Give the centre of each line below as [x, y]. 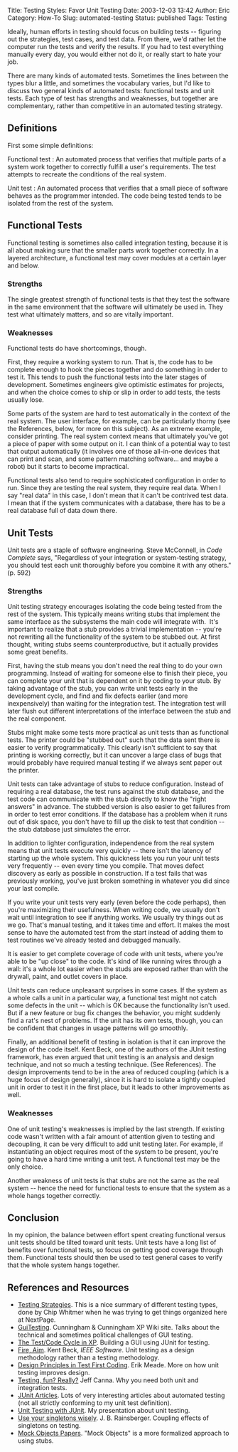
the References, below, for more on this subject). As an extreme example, [115, 429]
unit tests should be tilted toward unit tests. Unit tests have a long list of [112, 1242]
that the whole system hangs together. [64, 1265]
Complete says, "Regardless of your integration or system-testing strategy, [117, 558]
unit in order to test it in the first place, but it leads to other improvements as [118, 1087]
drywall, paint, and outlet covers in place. [67, 977]
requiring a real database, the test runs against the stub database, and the [116, 792]
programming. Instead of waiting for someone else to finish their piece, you [118, 673]
